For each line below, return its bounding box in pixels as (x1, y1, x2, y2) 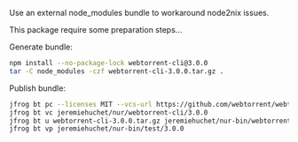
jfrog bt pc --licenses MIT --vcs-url (9, 100, 153, 108)
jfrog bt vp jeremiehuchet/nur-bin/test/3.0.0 (9, 124, 184, 133)
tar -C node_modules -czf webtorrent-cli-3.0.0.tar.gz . (9, 66, 224, 76)
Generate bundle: (9, 41, 73, 52)
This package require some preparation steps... (9, 25, 183, 34)
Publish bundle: (9, 83, 67, 93)
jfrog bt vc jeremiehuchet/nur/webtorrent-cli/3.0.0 (9, 108, 208, 117)
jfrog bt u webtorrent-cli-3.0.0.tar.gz (9, 116, 161, 125)
